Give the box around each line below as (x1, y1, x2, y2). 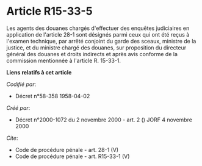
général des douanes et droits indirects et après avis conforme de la (6, 50, 178, 57)
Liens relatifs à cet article (6, 68, 72, 76)
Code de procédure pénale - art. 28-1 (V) (15, 146, 119, 153)
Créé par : (6, 104, 31, 111)
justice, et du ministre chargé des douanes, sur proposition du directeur (6, 44, 187, 51)
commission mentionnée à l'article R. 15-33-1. (6, 57, 121, 64)
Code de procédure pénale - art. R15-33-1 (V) (15, 153, 130, 160)
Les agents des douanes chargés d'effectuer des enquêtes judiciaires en (6, 24, 190, 32)
